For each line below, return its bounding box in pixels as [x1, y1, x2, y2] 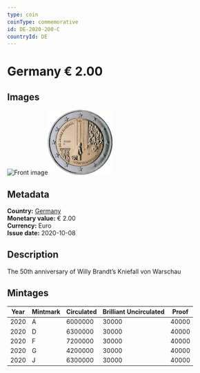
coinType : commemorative [7, 18, 79, 26]
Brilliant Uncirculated [102, 308, 165, 316]
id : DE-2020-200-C [7, 26, 60, 33]
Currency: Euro [7, 221, 52, 230]
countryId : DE [7, 33, 48, 40]
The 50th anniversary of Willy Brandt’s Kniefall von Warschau [7, 267, 181, 275]
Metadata [7, 188, 50, 200]
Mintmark [32, 308, 61, 316]
